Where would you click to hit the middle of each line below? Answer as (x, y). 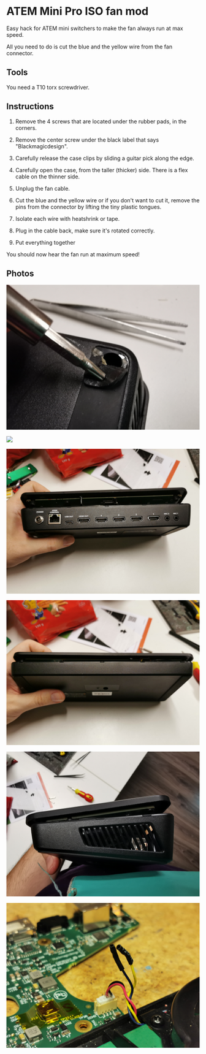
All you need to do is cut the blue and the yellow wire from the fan (90, 47)
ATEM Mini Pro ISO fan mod (78, 11)
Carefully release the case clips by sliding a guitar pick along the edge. (105, 158)
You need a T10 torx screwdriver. (48, 87)
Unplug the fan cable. (43, 188)
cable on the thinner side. (48, 177)
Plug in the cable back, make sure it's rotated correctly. (85, 231)
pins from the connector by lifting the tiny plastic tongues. (88, 207)
